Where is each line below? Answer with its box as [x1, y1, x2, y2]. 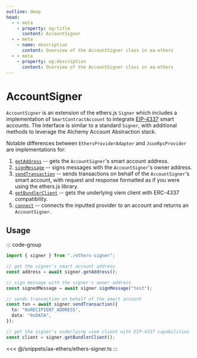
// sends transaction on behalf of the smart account [6, 296, 142, 302]
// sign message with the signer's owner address [6, 280, 132, 285]
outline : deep [6, 8, 42, 15]
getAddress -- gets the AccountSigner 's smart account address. [14, 158, 169, 165]
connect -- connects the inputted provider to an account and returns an [14, 202, 189, 209]
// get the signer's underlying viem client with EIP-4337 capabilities [6, 328, 190, 335]
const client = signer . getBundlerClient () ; [6, 334, 116, 340]
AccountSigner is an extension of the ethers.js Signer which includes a [6, 109, 177, 117]
